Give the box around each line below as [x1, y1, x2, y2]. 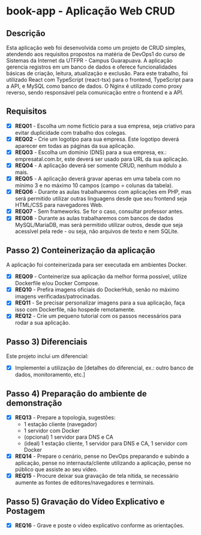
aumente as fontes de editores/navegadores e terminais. [14, 479, 155, 486]
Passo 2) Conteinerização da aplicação [6, 245, 155, 255]
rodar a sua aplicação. [14, 319, 70, 326]
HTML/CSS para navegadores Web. [14, 202, 104, 209]
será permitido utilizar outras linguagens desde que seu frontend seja [14, 195, 187, 202]
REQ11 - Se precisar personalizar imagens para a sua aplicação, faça [14, 299, 185, 306]
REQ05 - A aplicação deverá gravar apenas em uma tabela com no [14, 175, 181, 182]
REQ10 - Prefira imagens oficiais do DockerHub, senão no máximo [14, 286, 179, 293]
